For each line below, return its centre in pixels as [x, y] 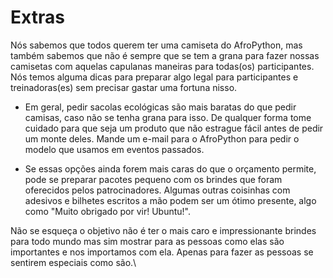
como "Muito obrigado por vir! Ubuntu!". [108, 211]
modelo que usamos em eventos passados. [114, 149]
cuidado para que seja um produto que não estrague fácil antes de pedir [174, 128]
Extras [37, 17]
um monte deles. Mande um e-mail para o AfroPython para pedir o [162, 138]
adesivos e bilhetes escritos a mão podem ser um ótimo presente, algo [170, 200]
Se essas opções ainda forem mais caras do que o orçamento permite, [170, 168]
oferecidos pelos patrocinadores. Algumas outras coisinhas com [157, 190]
